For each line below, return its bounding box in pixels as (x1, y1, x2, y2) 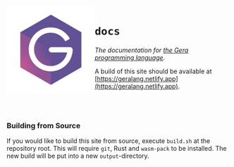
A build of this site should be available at (94, 67, 212, 75)
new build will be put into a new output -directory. (6, 151, 149, 160)
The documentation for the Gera (94, 46, 189, 54)
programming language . (94, 53, 166, 61)
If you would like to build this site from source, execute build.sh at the (6, 137, 211, 145)
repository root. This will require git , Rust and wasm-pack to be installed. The (6, 144, 227, 153)
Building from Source (6, 120, 81, 130)
